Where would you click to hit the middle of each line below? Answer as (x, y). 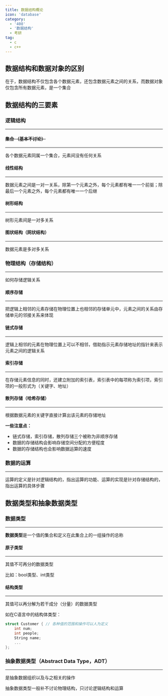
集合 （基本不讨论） (25, 138)
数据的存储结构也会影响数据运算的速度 (52, 449)
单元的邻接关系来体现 (31, 315)
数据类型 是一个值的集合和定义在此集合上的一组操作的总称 (64, 535)
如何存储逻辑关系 (23, 280)
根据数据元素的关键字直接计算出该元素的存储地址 (55, 415)
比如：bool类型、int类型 (30, 575)
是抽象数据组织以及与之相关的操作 (40, 677)
